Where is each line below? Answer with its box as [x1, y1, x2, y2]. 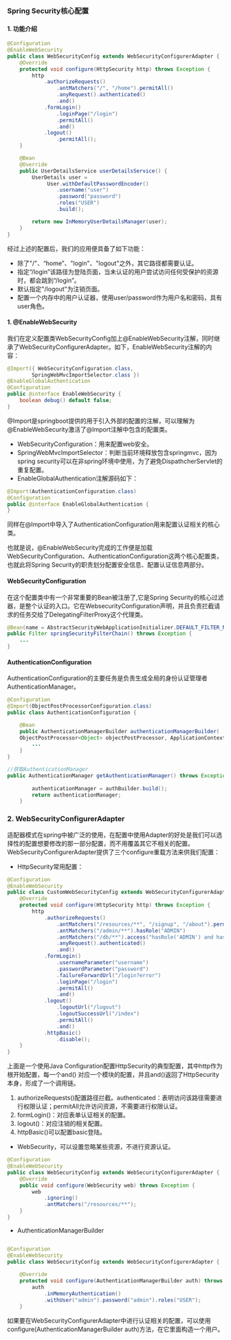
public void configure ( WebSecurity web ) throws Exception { [19, 1182, 195, 1189]
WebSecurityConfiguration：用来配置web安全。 [16, 440, 153, 448]
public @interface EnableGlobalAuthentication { [7, 500, 149, 508]
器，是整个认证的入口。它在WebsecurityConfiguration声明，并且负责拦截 [7, 601, 214, 610]
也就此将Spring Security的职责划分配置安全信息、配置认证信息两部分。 [7, 561, 208, 569]
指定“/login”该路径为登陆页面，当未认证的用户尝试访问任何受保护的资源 [16, 267, 219, 276]
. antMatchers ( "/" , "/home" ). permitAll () [56, 85, 174, 92]
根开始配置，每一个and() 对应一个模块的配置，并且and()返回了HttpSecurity [7, 1071, 220, 1079]
